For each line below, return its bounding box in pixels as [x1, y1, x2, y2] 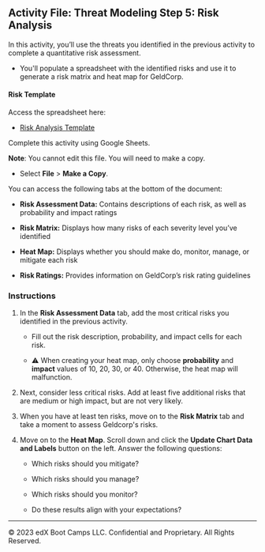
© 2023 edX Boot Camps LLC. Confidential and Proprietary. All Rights [8, 527, 235, 537]
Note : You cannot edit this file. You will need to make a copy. [8, 153, 206, 163]
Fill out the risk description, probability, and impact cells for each [31, 332, 242, 342]
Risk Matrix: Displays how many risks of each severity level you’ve [19, 223, 238, 233]
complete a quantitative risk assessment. [8, 47, 141, 58]
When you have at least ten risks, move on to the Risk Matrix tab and [19, 411, 244, 422]
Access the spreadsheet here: [8, 108, 106, 117]
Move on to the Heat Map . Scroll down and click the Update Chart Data [19, 435, 253, 445]
